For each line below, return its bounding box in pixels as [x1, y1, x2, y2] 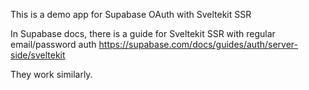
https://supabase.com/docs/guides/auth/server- [98, 39, 298, 50]
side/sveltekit [10, 49, 66, 61]
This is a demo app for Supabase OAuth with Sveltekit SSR [10, 9, 252, 20]
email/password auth [10, 39, 97, 50]
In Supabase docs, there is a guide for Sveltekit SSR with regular [10, 28, 276, 39]
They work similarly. [10, 69, 93, 80]
